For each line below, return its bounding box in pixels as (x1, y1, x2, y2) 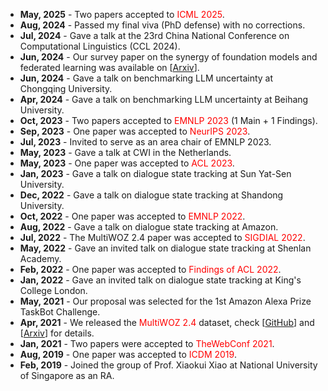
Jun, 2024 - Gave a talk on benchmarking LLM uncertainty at (19, 72, 273, 84)
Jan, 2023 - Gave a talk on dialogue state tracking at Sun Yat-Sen (19, 168, 292, 179)
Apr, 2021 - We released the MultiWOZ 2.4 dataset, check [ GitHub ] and (19, 317, 315, 328)
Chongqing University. (19, 83, 113, 94)
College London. (19, 285, 88, 296)
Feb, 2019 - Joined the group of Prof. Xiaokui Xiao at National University (19, 359, 318, 371)
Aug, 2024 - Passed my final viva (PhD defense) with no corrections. (19, 19, 306, 31)
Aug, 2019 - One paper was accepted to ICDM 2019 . (19, 349, 237, 360)
